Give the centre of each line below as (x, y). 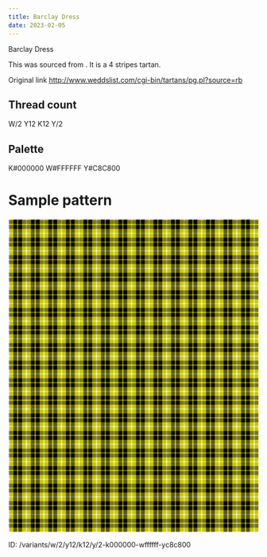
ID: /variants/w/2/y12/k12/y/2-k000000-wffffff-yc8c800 (100, 545)
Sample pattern (60, 200)
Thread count (43, 105)
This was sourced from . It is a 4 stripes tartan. (85, 65)
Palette (26, 149)
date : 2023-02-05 (37, 25)
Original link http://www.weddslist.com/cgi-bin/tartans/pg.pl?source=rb (126, 80)
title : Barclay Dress (44, 17)
